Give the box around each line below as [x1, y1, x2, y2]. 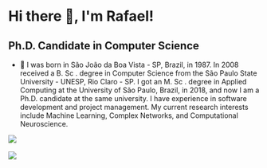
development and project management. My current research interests [19, 103, 249, 111]
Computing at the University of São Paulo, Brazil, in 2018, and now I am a [19, 85, 260, 95]
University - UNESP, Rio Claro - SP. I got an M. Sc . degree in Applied [19, 77, 247, 86]
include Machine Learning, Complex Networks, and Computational [19, 111, 239, 120]
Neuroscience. [19, 119, 69, 128]
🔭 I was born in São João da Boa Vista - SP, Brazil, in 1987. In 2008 [19, 60, 239, 69]
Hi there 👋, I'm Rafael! [8, 7, 154, 25]
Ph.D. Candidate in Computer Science [8, 39, 199, 53]
